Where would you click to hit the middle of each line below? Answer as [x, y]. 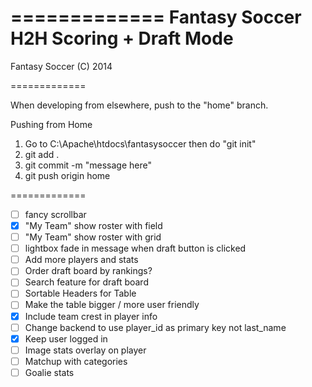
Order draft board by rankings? [88, 271]
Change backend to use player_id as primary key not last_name [155, 327]
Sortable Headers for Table [80, 293]
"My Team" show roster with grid [93, 237]
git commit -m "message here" [88, 165]
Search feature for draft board [86, 282]
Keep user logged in [66, 338]
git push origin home [67, 175]
